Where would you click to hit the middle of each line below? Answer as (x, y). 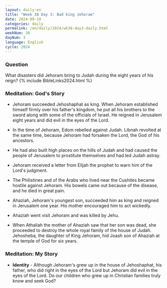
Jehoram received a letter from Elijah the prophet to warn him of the (82, 165)
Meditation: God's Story (35, 93)
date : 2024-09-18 (23, 19)
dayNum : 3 (15, 38)
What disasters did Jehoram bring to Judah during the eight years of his (79, 75)
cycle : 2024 (17, 47)
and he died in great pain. (39, 191)
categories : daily (24, 24)
